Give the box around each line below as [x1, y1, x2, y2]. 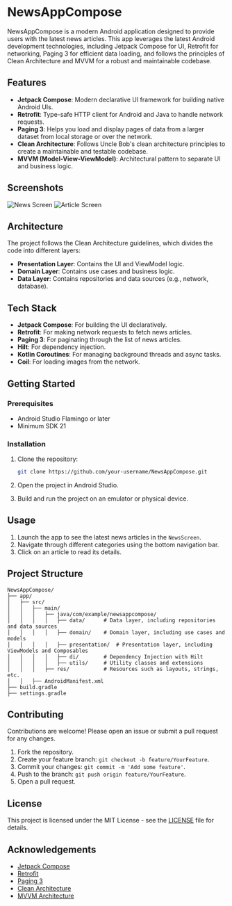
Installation [7, 439, 47, 448]
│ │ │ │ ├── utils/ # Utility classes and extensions [7, 659, 204, 666]
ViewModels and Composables [7, 647, 89, 654]
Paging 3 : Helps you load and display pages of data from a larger [17, 124, 205, 133]
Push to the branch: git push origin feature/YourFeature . [17, 770, 186, 779]
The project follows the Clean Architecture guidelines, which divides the [7, 239, 213, 248]
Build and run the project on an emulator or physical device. [17, 494, 189, 503]
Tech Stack [7, 302, 57, 314]
